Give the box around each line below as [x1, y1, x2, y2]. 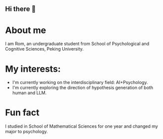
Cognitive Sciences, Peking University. [5, 46, 84, 52]
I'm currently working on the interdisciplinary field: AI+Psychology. [12, 80, 148, 85]
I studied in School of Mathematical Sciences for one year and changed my [5, 123, 158, 129]
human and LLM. [12, 90, 47, 96]
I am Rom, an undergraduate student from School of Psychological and [5, 41, 150, 47]
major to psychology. [5, 129, 48, 135]
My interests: [5, 63, 61, 74]
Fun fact [5, 107, 40, 118]
